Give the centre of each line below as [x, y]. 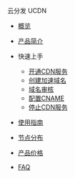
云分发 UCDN [27, 11]
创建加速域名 [47, 80]
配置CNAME [46, 98]
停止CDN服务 [48, 107]
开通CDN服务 [48, 71]
